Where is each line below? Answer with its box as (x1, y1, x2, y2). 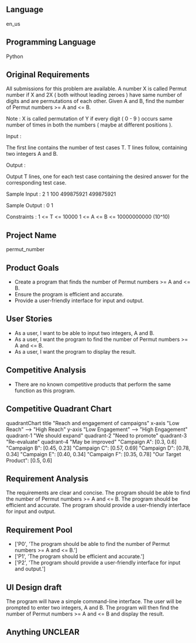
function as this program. (14, 387, 75, 394)
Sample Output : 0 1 (6, 202, 54, 209)
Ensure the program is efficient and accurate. (14, 291, 124, 298)
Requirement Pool (6, 525, 73, 535)
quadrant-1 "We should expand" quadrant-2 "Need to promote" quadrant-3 (6, 432, 187, 439)
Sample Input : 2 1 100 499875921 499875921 (6, 190, 116, 198)
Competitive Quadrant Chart (6, 404, 112, 414)
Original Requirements (6, 70, 90, 80)
